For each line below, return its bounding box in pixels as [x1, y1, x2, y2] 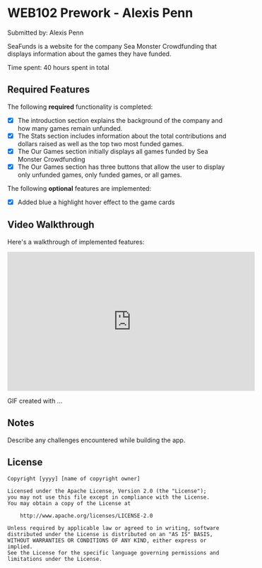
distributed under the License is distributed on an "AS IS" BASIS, [7, 531, 213, 538]
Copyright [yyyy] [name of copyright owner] [7, 475, 141, 482]
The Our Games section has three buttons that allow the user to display [17, 162, 225, 171]
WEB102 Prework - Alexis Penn [7, 5, 193, 21]
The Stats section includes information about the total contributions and [17, 131, 227, 140]
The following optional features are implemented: [7, 184, 152, 192]
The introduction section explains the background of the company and [17, 116, 222, 124]
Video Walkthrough [7, 219, 95, 231]
